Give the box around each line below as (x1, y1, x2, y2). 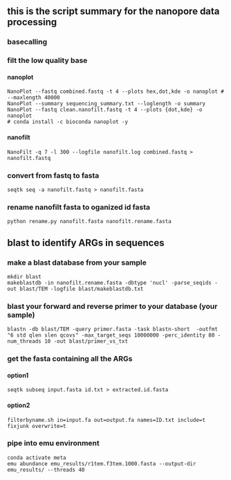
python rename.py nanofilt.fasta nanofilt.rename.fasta (7, 218, 172, 225)
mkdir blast (7, 273, 41, 280)
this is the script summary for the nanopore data (7, 6, 220, 17)
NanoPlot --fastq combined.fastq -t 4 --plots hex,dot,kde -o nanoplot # (7, 88, 225, 96)
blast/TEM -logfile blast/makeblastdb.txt (19, 285, 144, 292)
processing (7, 17, 57, 28)
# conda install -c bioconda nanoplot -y (7, 118, 129, 125)
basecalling (7, 37, 47, 47)
